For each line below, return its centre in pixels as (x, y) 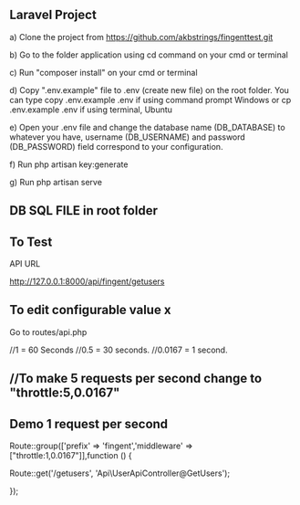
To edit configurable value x (90, 310)
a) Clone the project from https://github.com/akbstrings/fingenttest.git (141, 37)
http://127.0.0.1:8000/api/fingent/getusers (87, 281)
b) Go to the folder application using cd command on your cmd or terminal (149, 55)
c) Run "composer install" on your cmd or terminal (103, 72)
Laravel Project (53, 15)
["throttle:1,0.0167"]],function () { (71, 456)
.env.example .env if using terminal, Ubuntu (91, 110)
